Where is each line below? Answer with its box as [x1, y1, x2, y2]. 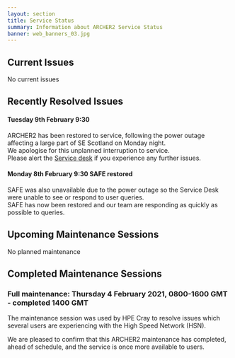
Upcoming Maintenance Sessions [7, 229, 159, 241]
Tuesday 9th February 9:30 [7, 115, 90, 124]
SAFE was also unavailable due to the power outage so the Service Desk [7, 185, 219, 194]
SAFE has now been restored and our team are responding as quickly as [7, 200, 218, 209]
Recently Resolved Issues [7, 96, 124, 108]
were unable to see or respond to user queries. [7, 192, 144, 202]
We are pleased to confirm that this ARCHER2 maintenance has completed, [7, 335, 227, 344]
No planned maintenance [7, 247, 81, 255]
